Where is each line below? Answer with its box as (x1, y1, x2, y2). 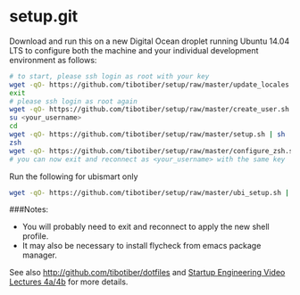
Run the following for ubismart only (9, 171, 138, 182)
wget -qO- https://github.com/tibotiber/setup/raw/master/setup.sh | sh (9, 130, 286, 139)
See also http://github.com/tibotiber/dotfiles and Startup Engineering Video (9, 267, 286, 278)
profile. (21, 231, 49, 242)
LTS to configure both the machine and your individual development (9, 45, 259, 55)
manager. (21, 250, 58, 260)
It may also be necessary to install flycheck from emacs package (21, 241, 262, 251)
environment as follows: (9, 54, 97, 65)
